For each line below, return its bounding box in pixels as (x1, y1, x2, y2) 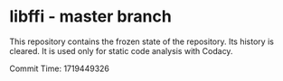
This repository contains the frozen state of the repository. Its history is (9, 36, 274, 47)
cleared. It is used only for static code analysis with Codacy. (9, 45, 233, 56)
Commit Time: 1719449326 (9, 63, 110, 74)
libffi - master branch (9, 6, 172, 27)
